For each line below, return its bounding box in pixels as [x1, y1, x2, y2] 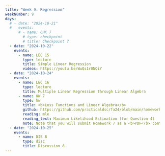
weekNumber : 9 [5, 12, 34, 17]
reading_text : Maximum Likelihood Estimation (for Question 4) [23, 116, 155, 121]
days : [5, 16, 16, 21]
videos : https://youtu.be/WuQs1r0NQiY [23, 67, 102, 71]
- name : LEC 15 [18, 52, 50, 58]
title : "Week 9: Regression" [5, 7, 65, 12]
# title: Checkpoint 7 [23, 39, 69, 44]
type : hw [23, 98, 41, 103]
